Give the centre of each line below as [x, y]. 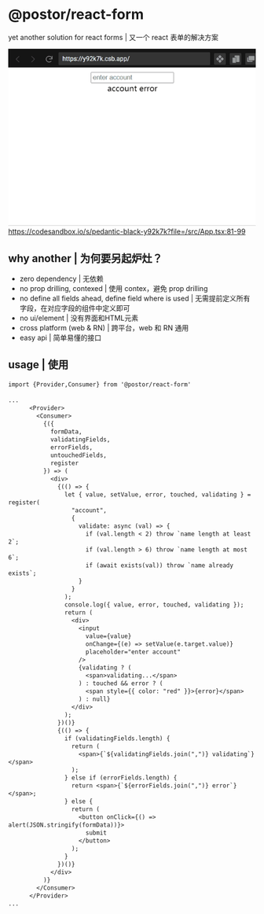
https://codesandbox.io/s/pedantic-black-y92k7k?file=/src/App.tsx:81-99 [127, 232]
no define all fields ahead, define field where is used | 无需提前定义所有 [135, 299]
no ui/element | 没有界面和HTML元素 [79, 318]
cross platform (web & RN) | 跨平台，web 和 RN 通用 [104, 328]
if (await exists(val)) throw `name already [159, 565]
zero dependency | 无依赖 [61, 279]
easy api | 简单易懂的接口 [60, 338]
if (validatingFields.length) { [117, 738]
